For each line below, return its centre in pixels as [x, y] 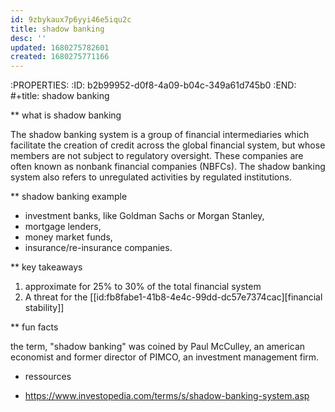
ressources [48, 377]
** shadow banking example [69, 197]
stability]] [44, 308]
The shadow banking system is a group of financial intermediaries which [160, 135]
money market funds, [68, 237]
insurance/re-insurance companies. [98, 248]
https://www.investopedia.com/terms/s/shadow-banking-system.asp [167, 396]
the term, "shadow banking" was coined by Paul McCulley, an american [158, 347]
